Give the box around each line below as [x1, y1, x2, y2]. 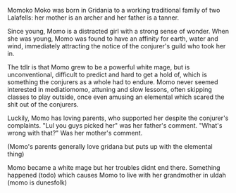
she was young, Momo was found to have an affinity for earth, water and [7, 34, 218, 43]
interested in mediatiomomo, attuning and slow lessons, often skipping [7, 86, 213, 93]
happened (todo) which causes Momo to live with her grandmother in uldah [7, 171, 227, 179]
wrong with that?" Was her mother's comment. [7, 129, 143, 137]
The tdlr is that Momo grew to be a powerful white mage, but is [7, 63, 190, 71]
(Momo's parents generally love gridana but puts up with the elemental [7, 142, 213, 150]
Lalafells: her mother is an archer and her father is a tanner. [7, 13, 180, 22]
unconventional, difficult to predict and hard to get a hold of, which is [7, 70, 208, 79]
